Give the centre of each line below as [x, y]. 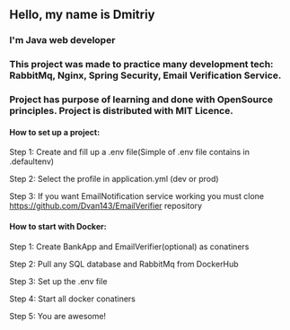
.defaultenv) [32, 161]
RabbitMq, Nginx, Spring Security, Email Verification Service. [145, 75]
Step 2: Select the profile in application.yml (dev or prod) [114, 179]
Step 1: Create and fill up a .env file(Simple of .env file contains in [129, 152]
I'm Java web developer [62, 40]
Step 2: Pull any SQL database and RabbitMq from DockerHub [124, 264]
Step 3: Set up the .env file [58, 281]
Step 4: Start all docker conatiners [73, 299]
